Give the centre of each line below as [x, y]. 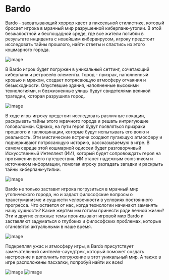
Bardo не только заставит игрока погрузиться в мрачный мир [72, 189]
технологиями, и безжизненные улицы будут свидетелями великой [78, 90]
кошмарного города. [27, 50]
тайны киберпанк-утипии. [33, 169]
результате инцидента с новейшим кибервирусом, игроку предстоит [80, 39]
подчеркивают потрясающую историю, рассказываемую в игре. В [77, 143]
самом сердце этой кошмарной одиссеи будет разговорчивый [73, 148]
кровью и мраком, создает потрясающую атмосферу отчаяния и [76, 80]
